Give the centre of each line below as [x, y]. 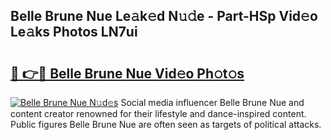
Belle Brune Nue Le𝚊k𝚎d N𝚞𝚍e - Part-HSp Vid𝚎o [164, 16]
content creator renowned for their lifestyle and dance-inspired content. [158, 113]
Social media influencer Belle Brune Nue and [212, 102]
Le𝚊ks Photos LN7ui [74, 32]
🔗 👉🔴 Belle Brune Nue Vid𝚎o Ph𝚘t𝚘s [127, 73]
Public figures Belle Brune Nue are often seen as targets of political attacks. [166, 124]
